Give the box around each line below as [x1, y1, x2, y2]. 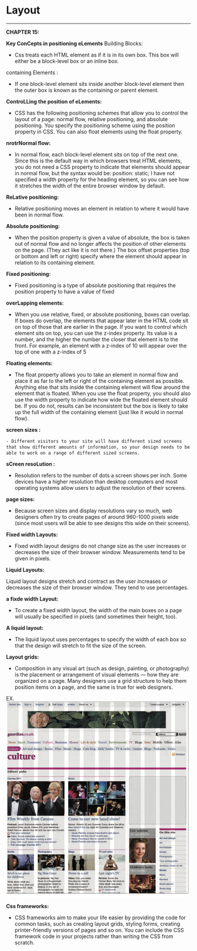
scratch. [14, 939, 35, 946]
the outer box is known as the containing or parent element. [14, 86, 159, 94]
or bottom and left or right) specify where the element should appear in [14, 252, 186, 259]
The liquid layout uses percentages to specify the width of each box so [14, 636, 186, 643]
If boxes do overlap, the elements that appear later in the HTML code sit [14, 317, 189, 324]
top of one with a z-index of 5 [14, 348, 87, 355]
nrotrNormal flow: [6, 139, 51, 146]
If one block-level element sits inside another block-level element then [14, 80, 185, 87]
